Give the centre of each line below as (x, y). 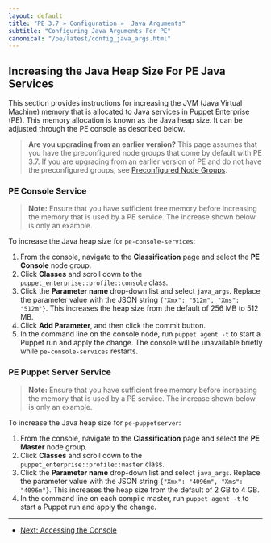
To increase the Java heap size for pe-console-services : (102, 241)
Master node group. (54, 447)
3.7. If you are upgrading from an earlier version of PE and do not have (145, 161)
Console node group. (56, 265)
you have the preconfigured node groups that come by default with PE (145, 153)
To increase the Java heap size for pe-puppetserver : (95, 422)
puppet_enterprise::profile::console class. (94, 282)
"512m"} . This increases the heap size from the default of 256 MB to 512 (139, 308)
